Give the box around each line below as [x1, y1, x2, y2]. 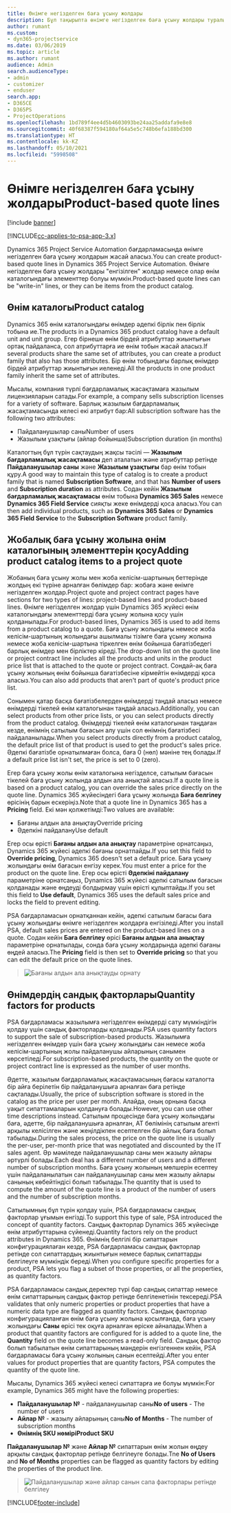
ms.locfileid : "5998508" [7, 151, 78, 159]
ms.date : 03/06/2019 [7, 42, 67, 49]
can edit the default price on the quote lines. [7, 956, 133, 964]
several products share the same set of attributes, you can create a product [7, 349, 221, 357]
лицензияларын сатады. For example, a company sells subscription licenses [7, 392, 224, 400]
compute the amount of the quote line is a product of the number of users [7, 1185, 217, 1194]
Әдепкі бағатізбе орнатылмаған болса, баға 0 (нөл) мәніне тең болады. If [7, 748, 221, 756]
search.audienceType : [7, 68, 69, 74]
